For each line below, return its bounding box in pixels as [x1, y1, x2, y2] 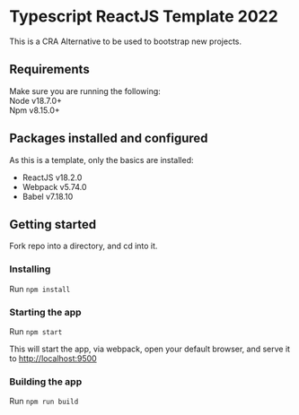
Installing [9, 263, 51, 275]
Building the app [9, 375, 83, 387]
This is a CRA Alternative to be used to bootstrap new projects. [9, 36, 242, 47]
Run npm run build [9, 396, 79, 407]
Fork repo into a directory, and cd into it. [9, 240, 158, 252]
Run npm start [9, 325, 63, 337]
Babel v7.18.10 [22, 191, 74, 202]
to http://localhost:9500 [9, 352, 97, 364]
